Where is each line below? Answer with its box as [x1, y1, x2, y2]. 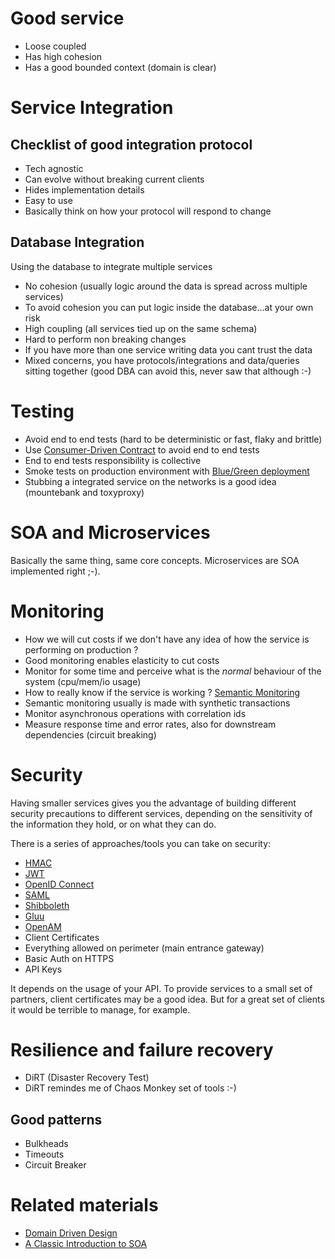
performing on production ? [24, 643, 139, 656]
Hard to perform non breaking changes [24, 333, 187, 345]
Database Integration [10, 234, 145, 251]
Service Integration [10, 97, 174, 119]
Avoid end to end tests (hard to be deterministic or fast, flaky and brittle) [24, 433, 323, 445]
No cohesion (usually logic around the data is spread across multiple [24, 280, 308, 292]
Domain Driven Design [24, 1227, 118, 1239]
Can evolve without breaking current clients [24, 173, 205, 185]
